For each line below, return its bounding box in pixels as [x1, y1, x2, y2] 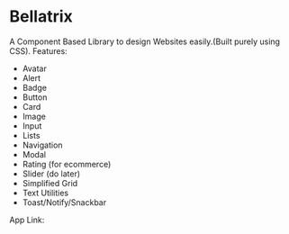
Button [22, 92, 48, 103]
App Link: [9, 214, 45, 225]
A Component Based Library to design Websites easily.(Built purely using [9, 36, 281, 47]
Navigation [22, 139, 63, 150]
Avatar [22, 63, 47, 74]
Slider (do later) [22, 168, 81, 179]
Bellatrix [9, 6, 74, 27]
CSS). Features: [9, 45, 68, 56]
